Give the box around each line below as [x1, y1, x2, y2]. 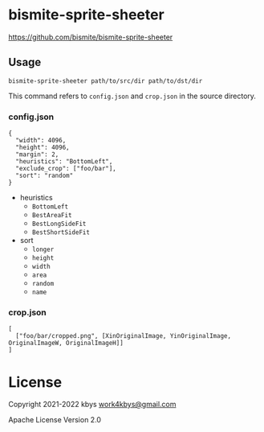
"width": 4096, [15, 137, 67, 145]
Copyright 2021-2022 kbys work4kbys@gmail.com [8, 400, 177, 409]
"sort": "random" [15, 171, 74, 180]
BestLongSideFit [31, 220, 87, 228]
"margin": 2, [15, 150, 59, 158]
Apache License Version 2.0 [8, 415, 102, 425]
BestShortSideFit [31, 228, 91, 237]
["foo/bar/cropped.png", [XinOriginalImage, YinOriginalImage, [15, 332, 231, 340]
